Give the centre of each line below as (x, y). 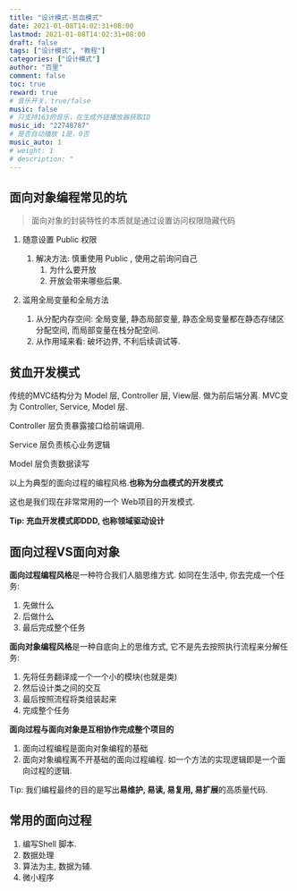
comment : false (38, 76)
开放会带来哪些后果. (85, 281)
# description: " (42, 159)
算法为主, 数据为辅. (57, 866)
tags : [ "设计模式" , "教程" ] (57, 51)
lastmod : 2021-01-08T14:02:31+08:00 (77, 34)
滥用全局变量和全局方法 (65, 300)
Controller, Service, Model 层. (73, 407)
